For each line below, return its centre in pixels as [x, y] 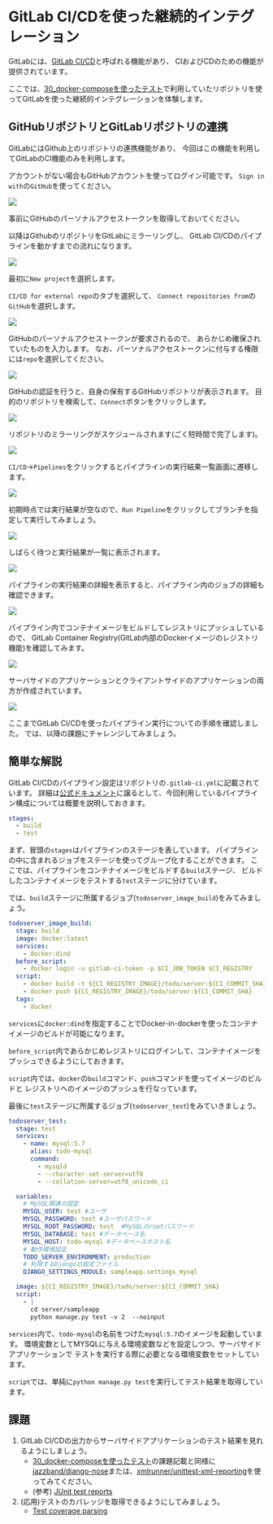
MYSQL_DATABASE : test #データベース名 [84, 1234]
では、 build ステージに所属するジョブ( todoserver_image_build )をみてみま [131, 898]
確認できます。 [33, 594]
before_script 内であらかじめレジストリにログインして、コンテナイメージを [135, 1050]
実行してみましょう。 [65, 519]
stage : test [36, 1128]
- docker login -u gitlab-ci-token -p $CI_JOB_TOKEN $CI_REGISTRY [138, 969]
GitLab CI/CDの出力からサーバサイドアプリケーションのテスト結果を [134, 1441]
